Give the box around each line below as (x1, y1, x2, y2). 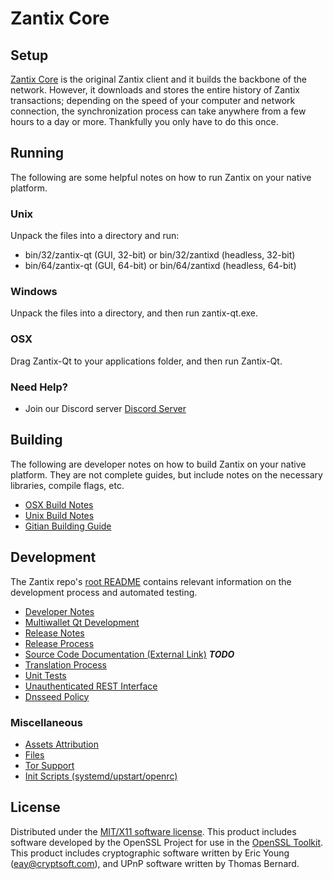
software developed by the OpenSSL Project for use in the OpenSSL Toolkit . (10, 836, 324, 848)
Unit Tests (24, 669, 67, 681)
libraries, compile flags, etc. (10, 479, 125, 491)
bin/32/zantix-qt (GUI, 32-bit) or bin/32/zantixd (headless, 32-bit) (24, 249, 296, 261)
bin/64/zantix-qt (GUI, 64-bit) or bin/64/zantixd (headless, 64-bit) (24, 260, 297, 272)
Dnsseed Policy (24, 690, 90, 702)
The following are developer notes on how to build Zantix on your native (10, 458, 307, 470)
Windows (10, 285, 58, 299)
